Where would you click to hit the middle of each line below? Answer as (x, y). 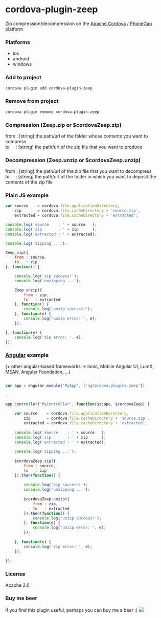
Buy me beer (21, 598)
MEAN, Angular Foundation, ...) (38, 372)
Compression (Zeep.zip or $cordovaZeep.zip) (63, 125)
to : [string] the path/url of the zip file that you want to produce (74, 147)
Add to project (24, 78)
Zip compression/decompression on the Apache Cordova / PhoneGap (79, 24)
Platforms (18, 42)
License (15, 574)
